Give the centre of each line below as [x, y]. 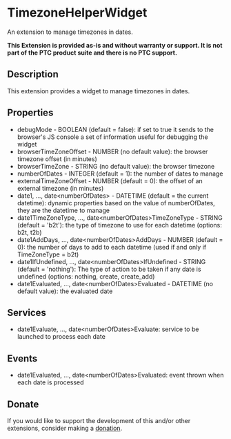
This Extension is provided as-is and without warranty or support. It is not [115, 45]
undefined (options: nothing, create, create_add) [86, 276]
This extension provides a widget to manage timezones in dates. [99, 91]
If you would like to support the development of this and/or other [99, 421]
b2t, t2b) [30, 232]
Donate [23, 404]
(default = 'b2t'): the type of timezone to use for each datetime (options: [120, 225]
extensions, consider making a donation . [65, 428]
